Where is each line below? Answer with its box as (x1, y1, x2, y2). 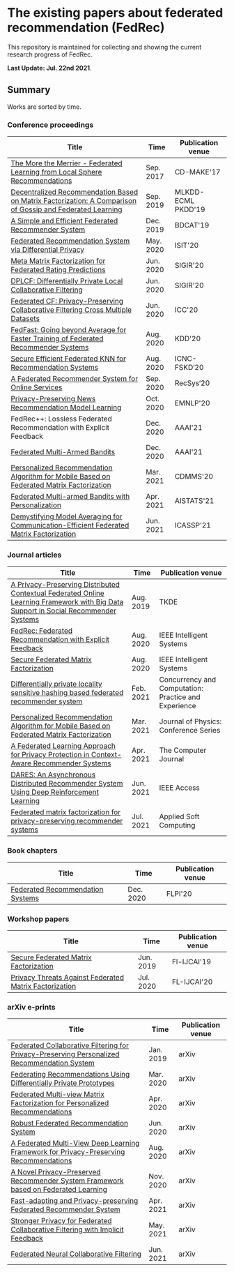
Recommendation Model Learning (10, 403, 122, 412)
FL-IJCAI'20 (171, 977, 213, 987)
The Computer (159, 745, 207, 755)
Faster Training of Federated (10, 334, 104, 343)
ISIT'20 (174, 241, 199, 250)
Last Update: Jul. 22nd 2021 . (7, 63, 92, 72)
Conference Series (159, 726, 221, 735)
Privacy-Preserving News (10, 394, 96, 404)
